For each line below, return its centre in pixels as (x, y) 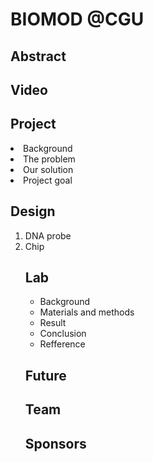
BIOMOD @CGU (77, 19)
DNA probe (48, 235)
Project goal (48, 180)
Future (45, 375)
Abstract (38, 56)
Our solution (48, 169)
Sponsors (55, 443)
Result (53, 323)
